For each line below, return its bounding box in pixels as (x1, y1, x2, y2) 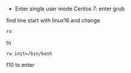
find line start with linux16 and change (6, 17, 100, 24)
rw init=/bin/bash (6, 51, 52, 57)
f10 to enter (6, 62, 35, 68)
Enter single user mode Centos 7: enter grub (14, 5, 125, 12)
